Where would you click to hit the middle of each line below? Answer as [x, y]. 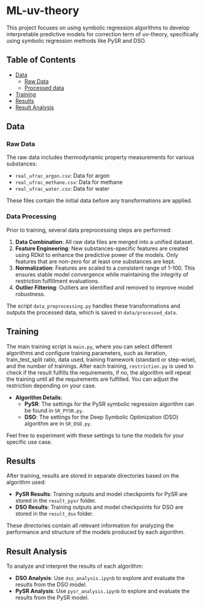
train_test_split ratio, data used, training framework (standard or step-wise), [102, 359]
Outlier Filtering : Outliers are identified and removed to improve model [104, 287]
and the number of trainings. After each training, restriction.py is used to [100, 366]
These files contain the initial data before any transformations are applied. [99, 200]
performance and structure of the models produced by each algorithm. [96, 532]
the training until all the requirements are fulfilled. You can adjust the [92, 379]
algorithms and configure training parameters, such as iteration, [87, 353]
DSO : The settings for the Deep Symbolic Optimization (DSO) [101, 417]
